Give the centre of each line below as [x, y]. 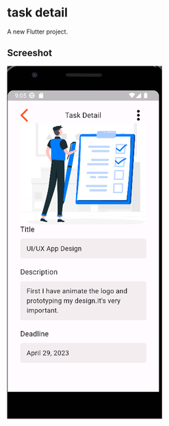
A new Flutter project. [38, 32]
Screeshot [30, 53]
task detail [38, 13]
